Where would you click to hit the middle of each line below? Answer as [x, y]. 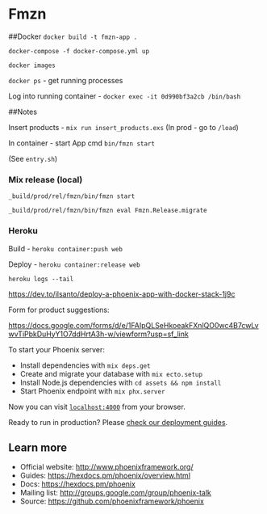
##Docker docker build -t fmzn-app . [73, 36]
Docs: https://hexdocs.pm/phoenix [77, 484]
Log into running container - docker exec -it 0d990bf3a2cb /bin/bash [125, 96]
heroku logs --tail [41, 279]
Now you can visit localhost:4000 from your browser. [97, 407]
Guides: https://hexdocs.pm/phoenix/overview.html [105, 476]
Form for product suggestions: [59, 310]
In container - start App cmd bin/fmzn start [82, 143]
